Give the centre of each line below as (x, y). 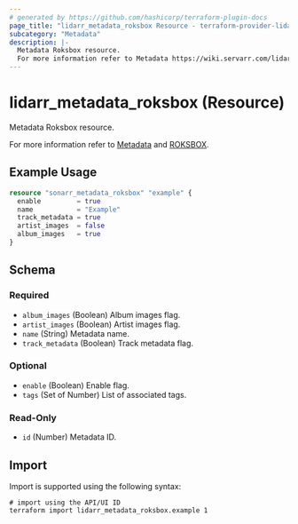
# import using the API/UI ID (65, 503)
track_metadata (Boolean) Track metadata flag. (107, 343)
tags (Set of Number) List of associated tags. (104, 394)
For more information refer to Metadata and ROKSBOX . (110, 144)
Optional (28, 366)
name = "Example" (69, 210)
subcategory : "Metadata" (55, 34)
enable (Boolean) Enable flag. (76, 385)
